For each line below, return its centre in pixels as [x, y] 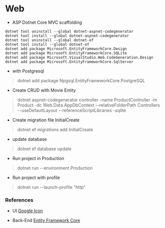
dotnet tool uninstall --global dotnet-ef [49, 40]
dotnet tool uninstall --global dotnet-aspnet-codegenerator [69, 31]
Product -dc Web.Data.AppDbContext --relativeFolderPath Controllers [88, 105]
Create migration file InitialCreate [46, 120]
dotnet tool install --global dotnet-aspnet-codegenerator [67, 36]
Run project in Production [38, 158]
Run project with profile [36, 177]
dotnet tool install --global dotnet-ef [47, 44]
